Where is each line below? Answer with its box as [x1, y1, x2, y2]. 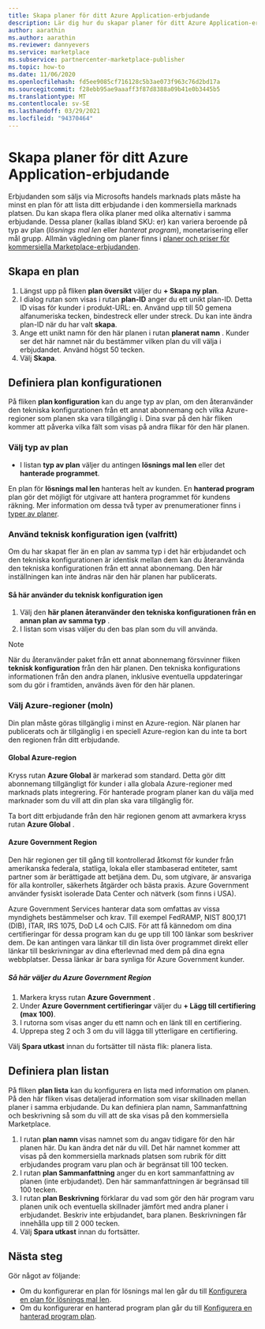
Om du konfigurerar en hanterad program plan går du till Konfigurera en [19, 1303, 252, 1312]
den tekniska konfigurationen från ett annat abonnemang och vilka [8, 405, 225, 415]
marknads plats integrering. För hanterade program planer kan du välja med [8, 787, 254, 797]
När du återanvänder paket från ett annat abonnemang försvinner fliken [8, 655, 241, 664]
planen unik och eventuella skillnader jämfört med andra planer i [19, 1202, 229, 1211]
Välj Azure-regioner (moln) [8, 700, 114, 711]
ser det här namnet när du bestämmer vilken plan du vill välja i [19, 336, 222, 346]
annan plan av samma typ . [19, 616, 110, 626]
